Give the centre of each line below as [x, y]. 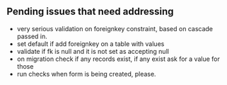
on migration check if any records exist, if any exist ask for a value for [118, 59]
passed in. [32, 36]
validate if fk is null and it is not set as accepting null [93, 51]
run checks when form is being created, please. [86, 74]
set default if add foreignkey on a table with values [91, 44]
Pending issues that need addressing [90, 12]
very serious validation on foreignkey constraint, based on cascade [115, 28]
